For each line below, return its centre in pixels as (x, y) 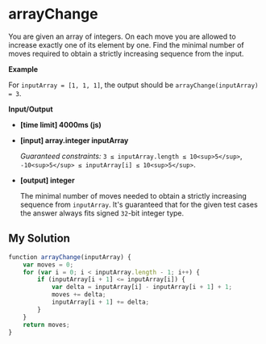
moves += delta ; (79, 295)
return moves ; (46, 325)
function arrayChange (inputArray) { (70, 257)
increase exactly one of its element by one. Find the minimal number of (126, 44)
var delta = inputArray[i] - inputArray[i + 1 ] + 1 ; (142, 287)
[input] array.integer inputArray (74, 140)
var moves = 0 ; (48, 264)
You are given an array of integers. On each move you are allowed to (122, 36)
